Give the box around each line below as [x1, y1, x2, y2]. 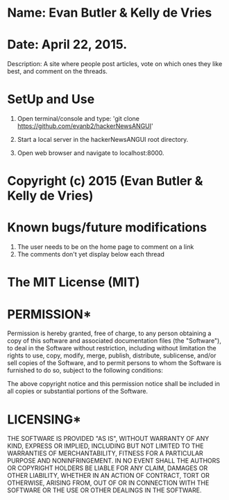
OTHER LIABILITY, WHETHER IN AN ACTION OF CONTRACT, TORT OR [7, 471, 210, 480]
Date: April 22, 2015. [7, 37, 128, 53]
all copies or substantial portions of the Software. [7, 387, 148, 396]
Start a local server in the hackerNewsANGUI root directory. [17, 136, 189, 144]
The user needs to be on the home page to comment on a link [17, 243, 194, 251]
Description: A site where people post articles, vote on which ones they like [7, 60, 223, 68]
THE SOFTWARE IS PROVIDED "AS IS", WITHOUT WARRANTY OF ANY [7, 435, 210, 443]
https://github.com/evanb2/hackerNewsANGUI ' [17, 122, 154, 130]
